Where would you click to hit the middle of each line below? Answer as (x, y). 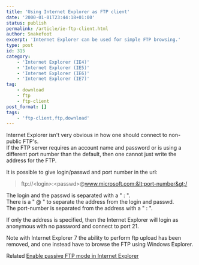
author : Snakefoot (29, 34)
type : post (20, 46)
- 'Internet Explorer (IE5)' (53, 68)
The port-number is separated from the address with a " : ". (79, 209)
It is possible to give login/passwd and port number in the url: (82, 172)
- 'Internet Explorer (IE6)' (53, 73)
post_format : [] (26, 107)
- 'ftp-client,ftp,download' (53, 118)
